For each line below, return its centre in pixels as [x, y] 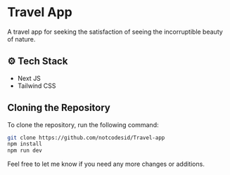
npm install [25, 144]
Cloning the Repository [59, 108]
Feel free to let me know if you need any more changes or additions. [106, 164]
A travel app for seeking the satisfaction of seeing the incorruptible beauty [115, 32]
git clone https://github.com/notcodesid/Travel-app [86, 138]
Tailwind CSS [37, 86]
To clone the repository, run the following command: [83, 124]
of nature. [21, 39]
